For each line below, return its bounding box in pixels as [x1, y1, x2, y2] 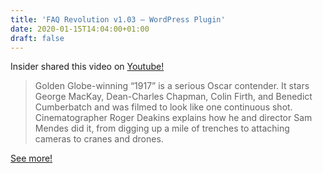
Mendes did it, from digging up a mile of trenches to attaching [34, 122, 290, 135]
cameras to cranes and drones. [34, 133, 164, 145]
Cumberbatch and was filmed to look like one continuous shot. [34, 101, 293, 113]
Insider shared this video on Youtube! [10, 61, 165, 73]
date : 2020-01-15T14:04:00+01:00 [10, 24, 150, 34]
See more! [10, 152, 53, 165]
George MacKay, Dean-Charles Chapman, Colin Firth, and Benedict [34, 91, 313, 103]
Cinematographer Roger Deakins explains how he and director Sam [34, 112, 313, 124]
